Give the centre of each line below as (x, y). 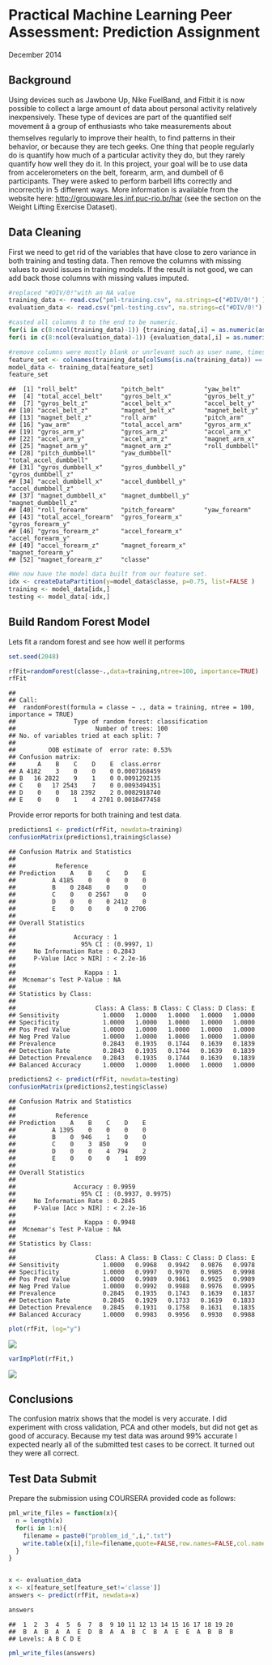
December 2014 (35, 54)
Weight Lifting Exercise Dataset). (63, 207)
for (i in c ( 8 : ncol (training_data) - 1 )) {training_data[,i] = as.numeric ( (134, 330)
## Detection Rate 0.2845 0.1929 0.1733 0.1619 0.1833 (132, 1301)
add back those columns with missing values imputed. (99, 278)
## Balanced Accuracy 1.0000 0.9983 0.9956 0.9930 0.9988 (132, 1314)
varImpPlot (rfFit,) (41, 1359)
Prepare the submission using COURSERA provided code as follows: (122, 1499)
